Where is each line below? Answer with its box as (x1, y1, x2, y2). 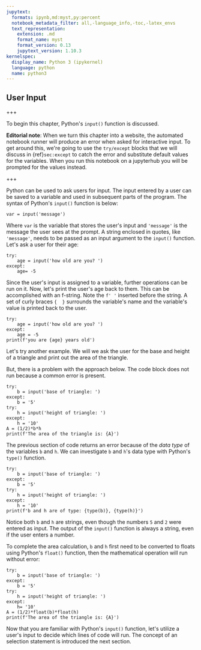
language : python (11, 64, 55, 71)
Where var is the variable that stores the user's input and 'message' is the (6, 222, 188, 229)
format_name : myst (17, 37, 63, 43)
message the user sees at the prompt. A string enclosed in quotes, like (6, 228, 181, 235)
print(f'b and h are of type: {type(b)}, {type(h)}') (6, 508, 144, 514)
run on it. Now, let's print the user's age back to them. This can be (6, 285, 170, 293)
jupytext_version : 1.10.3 (17, 48, 82, 54)
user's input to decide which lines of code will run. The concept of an (6, 631, 178, 639)
